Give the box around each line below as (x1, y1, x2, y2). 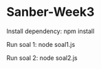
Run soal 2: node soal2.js (6, 53, 78, 62)
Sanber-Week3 (6, 4, 95, 20)
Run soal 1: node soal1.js (6, 40, 76, 48)
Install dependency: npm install (6, 27, 95, 35)
